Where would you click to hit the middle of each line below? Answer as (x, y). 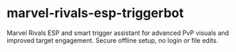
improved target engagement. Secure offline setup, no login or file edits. (113, 40)
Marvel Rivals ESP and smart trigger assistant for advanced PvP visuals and (118, 33)
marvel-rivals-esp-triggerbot (96, 13)
